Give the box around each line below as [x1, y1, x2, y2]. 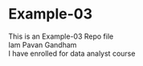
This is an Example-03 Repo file [8, 31, 114, 41]
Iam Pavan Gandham [8, 39, 77, 49]
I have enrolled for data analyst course [8, 48, 136, 58]
